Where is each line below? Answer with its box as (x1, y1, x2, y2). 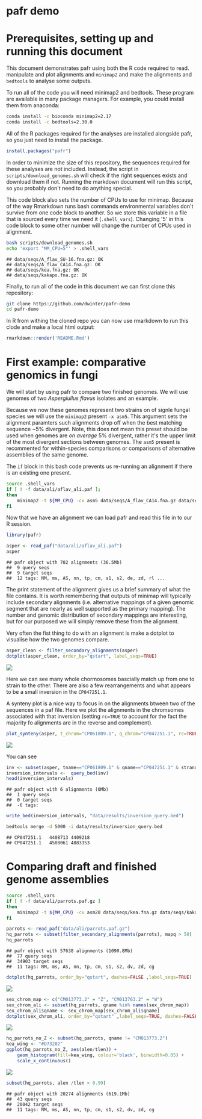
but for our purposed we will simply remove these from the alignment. (6, 618, 179, 625)
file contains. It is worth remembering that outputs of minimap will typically (6, 592, 191, 600)
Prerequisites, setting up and (6, 32, 154, 46)
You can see (6, 753, 37, 760)
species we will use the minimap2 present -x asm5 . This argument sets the (6, 413, 188, 420)
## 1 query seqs (6, 792, 50, 798)
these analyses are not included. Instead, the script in (6, 165, 139, 172)
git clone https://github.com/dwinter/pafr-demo (6, 301, 130, 307)
